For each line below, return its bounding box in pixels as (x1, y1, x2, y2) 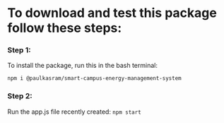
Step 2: (7, 91, 33, 101)
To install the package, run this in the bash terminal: (7, 61, 158, 70)
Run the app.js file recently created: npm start (7, 107, 141, 116)
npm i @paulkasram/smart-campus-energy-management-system (7, 75, 182, 82)
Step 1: (7, 45, 31, 55)
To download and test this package (7, 5, 217, 21)
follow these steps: (7, 20, 122, 36)
